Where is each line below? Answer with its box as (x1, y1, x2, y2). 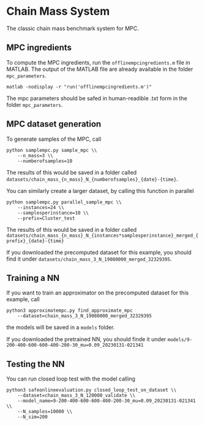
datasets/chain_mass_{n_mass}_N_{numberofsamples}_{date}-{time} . (6, 175, 178, 183)
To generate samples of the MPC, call (6, 135, 102, 143)
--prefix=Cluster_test (17, 215, 75, 221)
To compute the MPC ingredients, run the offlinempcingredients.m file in (6, 58, 191, 66)
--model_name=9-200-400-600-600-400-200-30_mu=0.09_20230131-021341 (17, 398, 196, 404)
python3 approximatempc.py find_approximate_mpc (6, 307, 133, 314)
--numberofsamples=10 (17, 158, 72, 164)
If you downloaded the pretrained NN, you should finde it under (6, 336, 167, 343)
